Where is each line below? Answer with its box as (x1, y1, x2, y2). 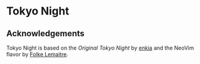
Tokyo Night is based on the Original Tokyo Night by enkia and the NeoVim (6, 44, 194, 51)
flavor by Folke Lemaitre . (6, 51, 68, 58)
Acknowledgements (6, 28, 85, 39)
